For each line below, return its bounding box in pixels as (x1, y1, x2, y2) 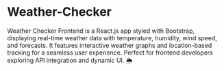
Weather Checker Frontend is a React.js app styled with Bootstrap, (7, 27, 195, 35)
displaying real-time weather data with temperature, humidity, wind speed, (7, 33, 218, 42)
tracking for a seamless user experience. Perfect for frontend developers (7, 48, 214, 57)
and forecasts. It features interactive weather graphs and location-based (7, 41, 212, 49)
